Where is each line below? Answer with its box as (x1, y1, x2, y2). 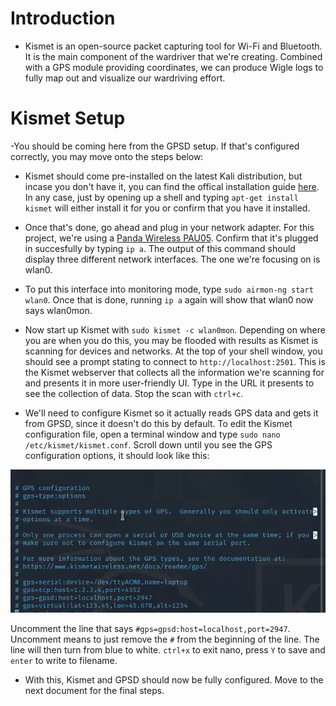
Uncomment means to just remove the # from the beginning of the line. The (10, 633, 320, 646)
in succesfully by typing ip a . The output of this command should (24, 242, 296, 254)
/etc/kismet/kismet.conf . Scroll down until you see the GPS (24, 438, 273, 451)
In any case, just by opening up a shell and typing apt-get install (24, 191, 299, 203)
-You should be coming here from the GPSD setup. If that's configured (10, 140, 300, 152)
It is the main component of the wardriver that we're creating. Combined (24, 50, 323, 62)
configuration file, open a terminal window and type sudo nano (24, 428, 281, 440)
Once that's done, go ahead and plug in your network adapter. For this (24, 221, 315, 233)
